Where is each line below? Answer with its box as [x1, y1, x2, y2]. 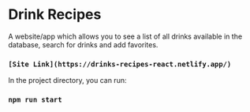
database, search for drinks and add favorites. [8, 39, 159, 49]
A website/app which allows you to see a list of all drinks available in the [8, 32, 243, 41]
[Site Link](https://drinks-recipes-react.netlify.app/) [8, 59, 232, 69]
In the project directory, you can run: [8, 76, 127, 85]
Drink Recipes [8, 6, 102, 24]
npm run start [8, 95, 62, 104]
